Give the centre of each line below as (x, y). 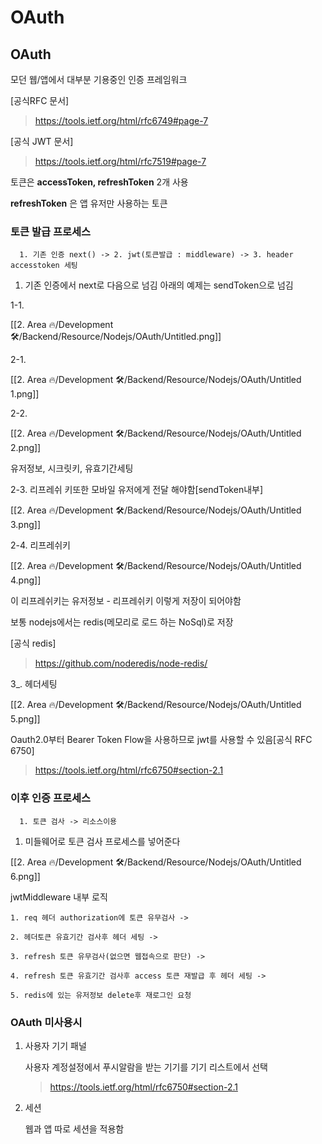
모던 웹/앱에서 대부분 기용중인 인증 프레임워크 (99, 79)
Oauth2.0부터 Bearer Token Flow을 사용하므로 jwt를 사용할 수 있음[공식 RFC (161, 740)
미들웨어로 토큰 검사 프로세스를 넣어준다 (102, 841)
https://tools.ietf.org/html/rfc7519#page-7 (120, 161)
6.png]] (25, 876)
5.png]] (25, 719)
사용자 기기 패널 (55, 1045)
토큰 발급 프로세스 (51, 231)
